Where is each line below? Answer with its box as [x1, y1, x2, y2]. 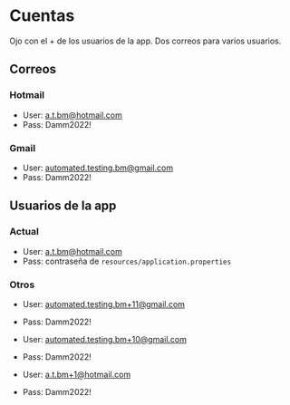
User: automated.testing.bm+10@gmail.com [22, 333, 188, 344]
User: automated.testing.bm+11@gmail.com [22, 298, 186, 309]
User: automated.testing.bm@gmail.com [22, 162, 174, 173]
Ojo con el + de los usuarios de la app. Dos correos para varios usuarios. [9, 35, 282, 46]
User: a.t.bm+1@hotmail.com [22, 369, 131, 380]
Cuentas [9, 5, 75, 26]
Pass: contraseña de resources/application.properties [22, 256, 232, 266]
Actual [9, 226, 39, 238]
